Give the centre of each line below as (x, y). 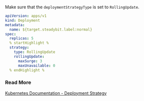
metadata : (15, 25)
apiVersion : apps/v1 (26, 16)
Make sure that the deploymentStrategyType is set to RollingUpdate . (72, 7)
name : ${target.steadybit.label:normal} (51, 29)
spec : (10, 34)
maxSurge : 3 (30, 61)
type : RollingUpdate (35, 52)
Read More (18, 83)
